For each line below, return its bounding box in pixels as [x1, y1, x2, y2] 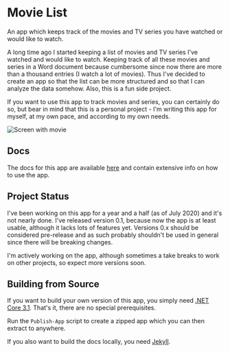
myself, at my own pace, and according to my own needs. [7, 112, 170, 121]
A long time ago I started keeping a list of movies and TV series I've [7, 48, 198, 56]
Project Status [7, 190, 70, 203]
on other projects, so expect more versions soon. [7, 258, 146, 266]
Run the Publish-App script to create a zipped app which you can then [7, 317, 205, 325]
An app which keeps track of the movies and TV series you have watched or [7, 27, 223, 36]
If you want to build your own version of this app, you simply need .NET [7, 297, 209, 305]
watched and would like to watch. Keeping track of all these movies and [7, 55, 210, 63]
